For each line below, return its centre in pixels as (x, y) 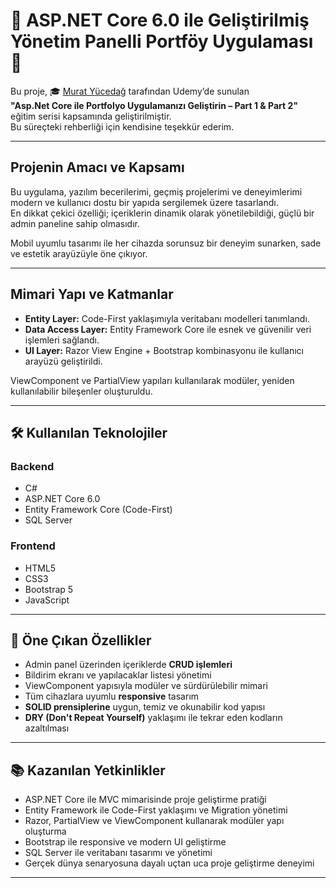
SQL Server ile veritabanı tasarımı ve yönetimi (118, 853)
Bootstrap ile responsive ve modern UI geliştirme (125, 842)
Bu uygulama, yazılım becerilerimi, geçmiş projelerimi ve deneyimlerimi (156, 191)
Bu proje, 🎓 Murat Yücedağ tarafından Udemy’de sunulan (130, 91)
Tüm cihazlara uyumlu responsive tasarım (112, 696)
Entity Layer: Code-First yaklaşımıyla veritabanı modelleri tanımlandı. (167, 318)
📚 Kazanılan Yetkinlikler (88, 770)
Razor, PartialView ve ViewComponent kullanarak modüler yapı (154, 821)
